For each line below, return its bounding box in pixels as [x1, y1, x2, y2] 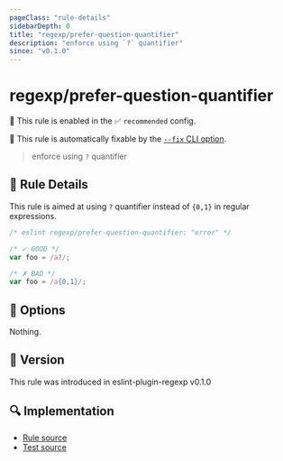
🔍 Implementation [9, 403, 114, 420]
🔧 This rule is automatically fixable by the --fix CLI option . [9, 134, 227, 144]
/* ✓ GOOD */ [9, 244, 60, 254]
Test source [22, 441, 68, 452]
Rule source [22, 432, 68, 443]
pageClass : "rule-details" [9, 13, 111, 23]
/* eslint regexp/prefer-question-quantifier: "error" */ [9, 227, 232, 237]
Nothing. [9, 327, 42, 337]
